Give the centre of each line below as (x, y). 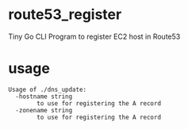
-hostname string (44, 97)
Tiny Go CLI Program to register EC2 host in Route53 (94, 36)
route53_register (65, 15)
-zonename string (44, 110)
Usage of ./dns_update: (48, 89)
